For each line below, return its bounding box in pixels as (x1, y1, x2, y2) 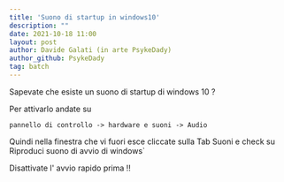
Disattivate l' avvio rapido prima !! (9, 163, 131, 173)
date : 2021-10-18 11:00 (9, 29, 97, 38)
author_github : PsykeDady (9, 54, 104, 63)
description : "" (9, 21, 69, 30)
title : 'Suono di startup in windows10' (9, 12, 161, 22)
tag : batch (9, 63, 50, 72)
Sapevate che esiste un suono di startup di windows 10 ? (9, 86, 216, 97)
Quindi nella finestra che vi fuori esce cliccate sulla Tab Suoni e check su (9, 136, 276, 147)
